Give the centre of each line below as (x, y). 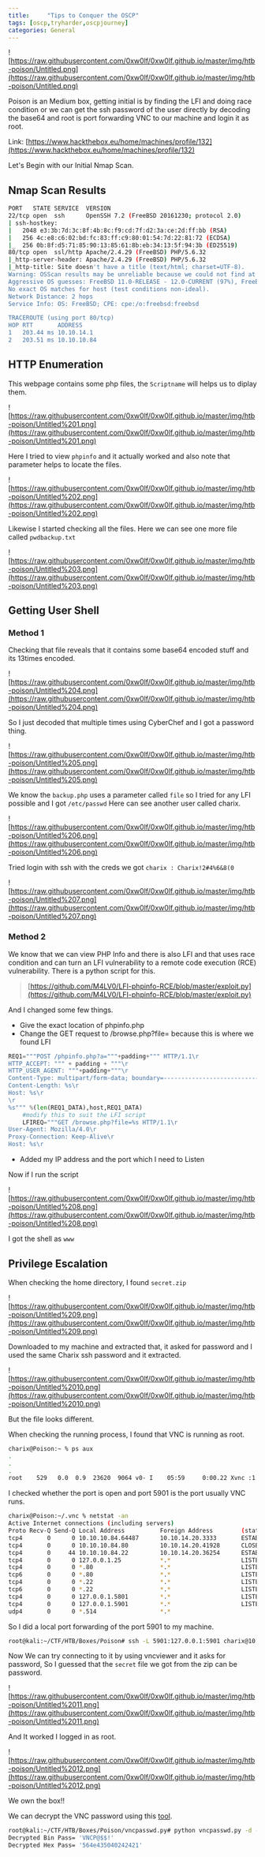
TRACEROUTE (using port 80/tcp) (61, 318)
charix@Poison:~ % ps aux (50, 1448)
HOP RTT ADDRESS (45, 325)
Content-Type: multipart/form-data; (68, 1078)
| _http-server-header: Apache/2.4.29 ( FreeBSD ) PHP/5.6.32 (107, 260)
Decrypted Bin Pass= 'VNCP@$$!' (61, 1838)
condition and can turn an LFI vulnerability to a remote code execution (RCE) (132, 962)
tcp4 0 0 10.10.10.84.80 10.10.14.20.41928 (114, 1545)
